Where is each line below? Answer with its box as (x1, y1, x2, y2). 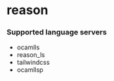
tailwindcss (16, 58, 50, 67)
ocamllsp (16, 66, 44, 74)
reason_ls (16, 51, 45, 59)
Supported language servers (6, 27, 107, 37)
